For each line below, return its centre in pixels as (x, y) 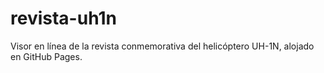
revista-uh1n (63, 18)
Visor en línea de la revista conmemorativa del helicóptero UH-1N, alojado (162, 46)
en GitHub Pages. (46, 56)
